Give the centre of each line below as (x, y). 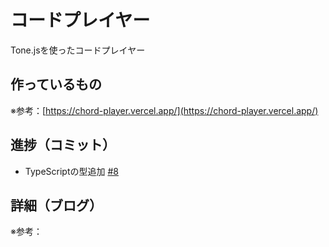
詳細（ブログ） (56, 205)
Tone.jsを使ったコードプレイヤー (78, 50)
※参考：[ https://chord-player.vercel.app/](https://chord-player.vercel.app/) (164, 110)
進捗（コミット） (63, 145)
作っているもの (56, 84)
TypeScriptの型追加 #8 (71, 171)
